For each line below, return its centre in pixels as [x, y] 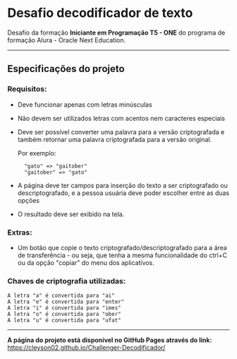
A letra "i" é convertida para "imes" [64, 308]
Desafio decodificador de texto [100, 13]
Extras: [20, 233]
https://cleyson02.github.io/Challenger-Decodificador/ [86, 348]
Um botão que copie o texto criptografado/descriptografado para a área [122, 247]
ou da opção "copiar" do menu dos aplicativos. [86, 262]
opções [29, 200]
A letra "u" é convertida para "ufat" [64, 320]
